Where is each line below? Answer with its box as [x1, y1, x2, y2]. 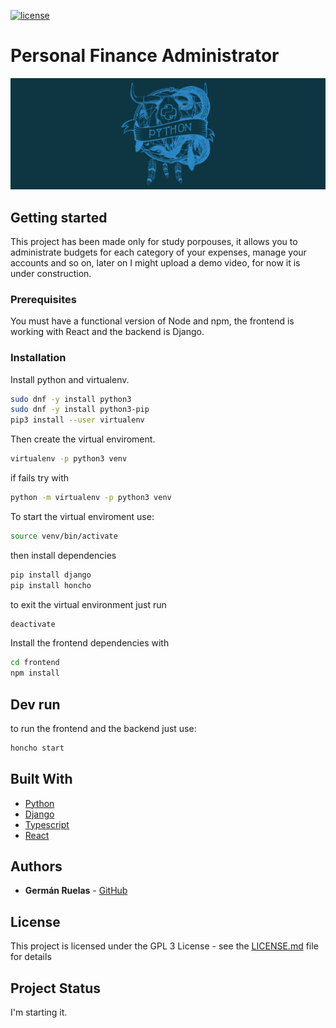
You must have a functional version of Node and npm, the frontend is [10, 315, 295, 327]
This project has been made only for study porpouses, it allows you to [10, 235, 298, 247]
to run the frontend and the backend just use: [10, 722, 197, 734]
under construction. [10, 267, 92, 279]
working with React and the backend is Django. [10, 326, 205, 338]
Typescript [24, 818, 70, 830]
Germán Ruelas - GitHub [24, 885, 128, 897]
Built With [10, 771, 73, 788]
